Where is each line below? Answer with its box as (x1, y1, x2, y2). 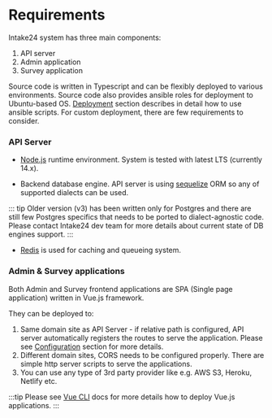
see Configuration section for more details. (19, 342, 164, 351)
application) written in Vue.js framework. (8, 293, 145, 303)
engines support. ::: (8, 229, 74, 239)
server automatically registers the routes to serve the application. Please (19, 333, 263, 342)
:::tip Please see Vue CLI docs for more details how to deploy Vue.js (8, 392, 235, 402)
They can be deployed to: (8, 308, 94, 318)
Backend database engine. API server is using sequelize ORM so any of (19, 179, 260, 189)
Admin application (19, 57, 81, 67)
